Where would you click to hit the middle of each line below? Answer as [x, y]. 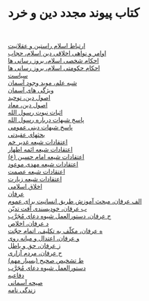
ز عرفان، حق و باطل [34, 245]
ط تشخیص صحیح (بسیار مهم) [46, 260]
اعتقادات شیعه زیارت [35, 178]
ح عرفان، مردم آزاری [35, 253]
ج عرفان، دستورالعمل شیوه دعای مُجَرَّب [60, 216]
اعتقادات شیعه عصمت [36, 171]
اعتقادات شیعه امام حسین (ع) [46, 156]
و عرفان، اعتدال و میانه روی [44, 238]
